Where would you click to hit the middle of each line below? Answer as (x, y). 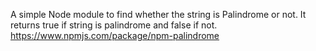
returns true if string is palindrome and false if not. (114, 25)
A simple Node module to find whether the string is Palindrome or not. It (158, 14)
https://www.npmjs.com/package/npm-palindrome (115, 35)
